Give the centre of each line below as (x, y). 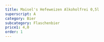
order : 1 (14, 32)
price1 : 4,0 (17, 28)
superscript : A (21, 14)
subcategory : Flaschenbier (32, 23)
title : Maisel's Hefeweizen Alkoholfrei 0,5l (52, 9)
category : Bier (21, 18)
